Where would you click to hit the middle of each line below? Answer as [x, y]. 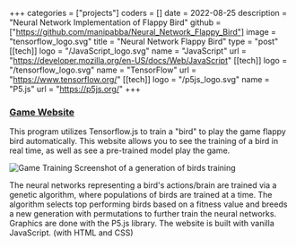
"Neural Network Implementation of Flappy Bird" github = [115, 22]
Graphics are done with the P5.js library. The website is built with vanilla [142, 224]
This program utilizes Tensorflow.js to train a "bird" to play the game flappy [148, 132]
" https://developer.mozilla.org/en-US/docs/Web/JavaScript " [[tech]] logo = [148, 60]
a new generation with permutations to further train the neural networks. [143, 214]
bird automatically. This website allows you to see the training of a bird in [144, 141]
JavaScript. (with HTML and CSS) [71, 233]
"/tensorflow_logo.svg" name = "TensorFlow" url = [103, 70]
